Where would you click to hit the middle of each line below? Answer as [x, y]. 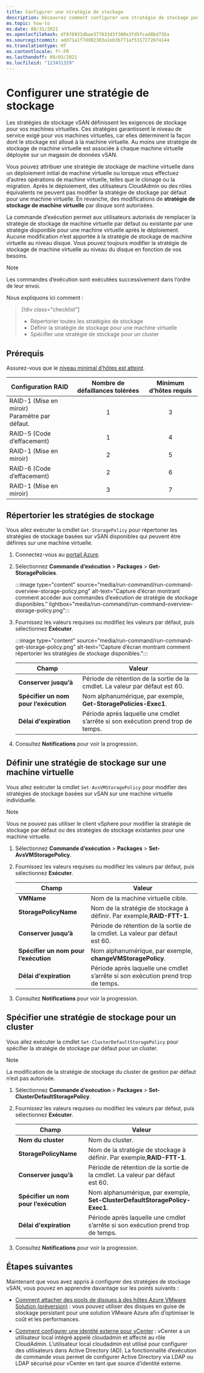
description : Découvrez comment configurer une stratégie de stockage [97, 18]
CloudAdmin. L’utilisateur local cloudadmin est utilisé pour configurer [101, 1344]
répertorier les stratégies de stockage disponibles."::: [81, 654]
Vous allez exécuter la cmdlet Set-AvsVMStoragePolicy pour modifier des [97, 787]
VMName [32, 898]
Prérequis [25, 353]
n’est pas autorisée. [31, 1078]
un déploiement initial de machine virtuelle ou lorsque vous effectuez [93, 173]
